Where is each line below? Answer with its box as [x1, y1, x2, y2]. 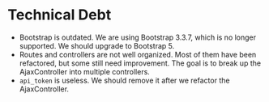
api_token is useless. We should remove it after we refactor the [19, 75, 230, 85]
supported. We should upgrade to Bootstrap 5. [19, 40, 175, 50]
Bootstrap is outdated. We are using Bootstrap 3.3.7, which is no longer [19, 32, 257, 42]
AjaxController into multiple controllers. [19, 66, 151, 76]
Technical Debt [7, 6, 112, 24]
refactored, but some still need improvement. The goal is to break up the [19, 58, 261, 68]
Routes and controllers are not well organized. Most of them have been [19, 49, 257, 59]
